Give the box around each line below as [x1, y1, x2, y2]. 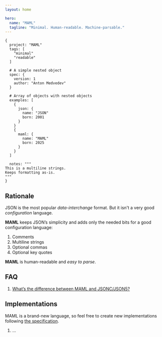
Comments [12, 234, 34, 240]
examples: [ [9, 98, 34, 103]
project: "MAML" [9, 42, 42, 48]
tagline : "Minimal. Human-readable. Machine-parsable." [9, 25, 125, 30]
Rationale [5, 192, 34, 200]
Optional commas [12, 244, 48, 250]
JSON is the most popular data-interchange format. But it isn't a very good [5, 205, 155, 211]
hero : [5, 16, 16, 21]
